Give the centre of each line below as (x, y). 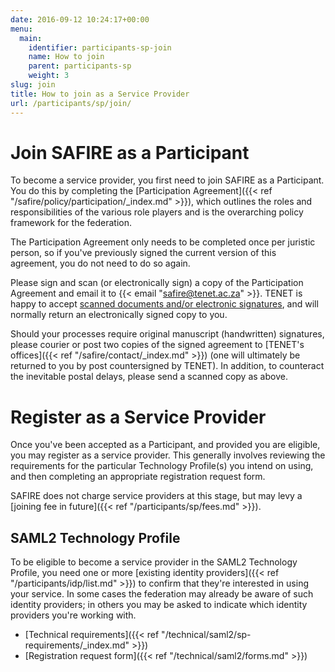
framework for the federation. (71, 223)
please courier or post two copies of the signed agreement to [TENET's (157, 345)
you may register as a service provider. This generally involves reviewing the (168, 455)
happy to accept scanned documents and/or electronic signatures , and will (164, 304)
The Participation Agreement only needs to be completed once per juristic (163, 242)
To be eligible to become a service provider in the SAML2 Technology (154, 562)
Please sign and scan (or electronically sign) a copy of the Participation (157, 283)
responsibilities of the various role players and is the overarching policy (157, 212)
